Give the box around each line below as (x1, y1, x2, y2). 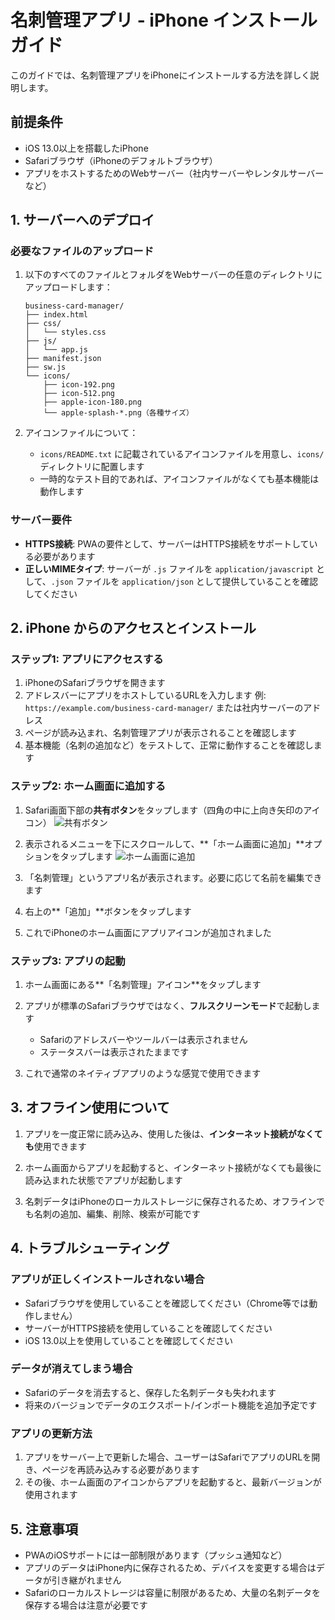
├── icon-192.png (43, 380, 115, 390)
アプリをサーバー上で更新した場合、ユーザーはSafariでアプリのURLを (24, 1451, 312, 1463)
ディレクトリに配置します (39, 461, 145, 473)
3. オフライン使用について (10, 1099, 170, 1116)
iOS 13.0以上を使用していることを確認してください (24, 1334, 234, 1346)
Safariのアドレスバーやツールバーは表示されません (39, 1034, 248, 1046)
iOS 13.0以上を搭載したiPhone (24, 142, 149, 154)
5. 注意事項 (10, 1521, 78, 1538)
